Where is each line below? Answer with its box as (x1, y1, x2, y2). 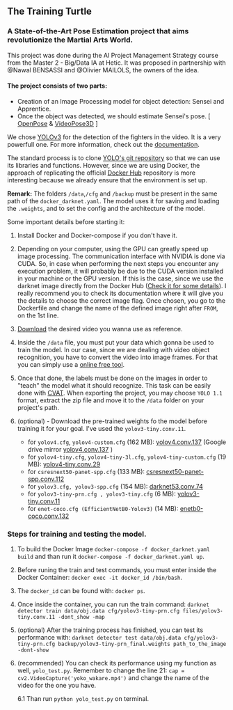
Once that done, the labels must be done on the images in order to (17, 374, 208, 382)
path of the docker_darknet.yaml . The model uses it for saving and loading (7, 196, 220, 205)
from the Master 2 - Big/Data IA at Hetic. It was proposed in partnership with (7, 58, 226, 67)
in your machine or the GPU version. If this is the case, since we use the (17, 274, 224, 283)
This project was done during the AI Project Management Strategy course (7, 51, 219, 59)
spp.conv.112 (27, 475, 65, 483)
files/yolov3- (182, 608, 224, 615)
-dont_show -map (58, 614, 106, 621)
